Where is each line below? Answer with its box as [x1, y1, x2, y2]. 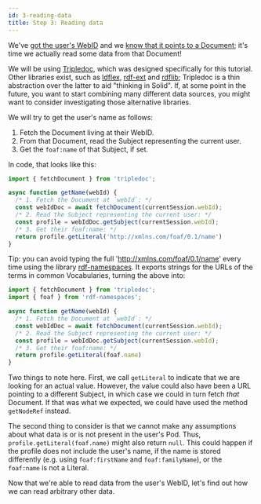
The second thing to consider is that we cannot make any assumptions [8, 422, 237, 431]
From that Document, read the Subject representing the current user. [19, 136, 241, 145]
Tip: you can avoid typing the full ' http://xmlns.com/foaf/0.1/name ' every [8, 254, 241, 264]
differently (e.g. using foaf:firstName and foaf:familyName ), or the [8, 455, 223, 464]
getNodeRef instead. [8, 406, 71, 416]
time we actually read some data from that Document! [8, 49, 182, 58]
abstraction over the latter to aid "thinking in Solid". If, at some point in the [8, 80, 247, 90]
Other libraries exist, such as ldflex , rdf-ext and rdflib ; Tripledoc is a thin [8, 72, 241, 82]
